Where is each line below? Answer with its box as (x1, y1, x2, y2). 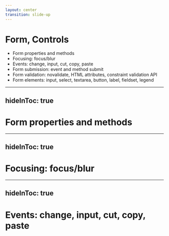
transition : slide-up (5, 12, 51, 17)
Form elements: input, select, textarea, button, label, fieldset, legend (12, 77, 154, 83)
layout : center (5, 7, 37, 13)
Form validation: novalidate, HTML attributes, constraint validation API (12, 71, 157, 78)
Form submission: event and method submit (12, 66, 104, 72)
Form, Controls (5, 34, 69, 45)
